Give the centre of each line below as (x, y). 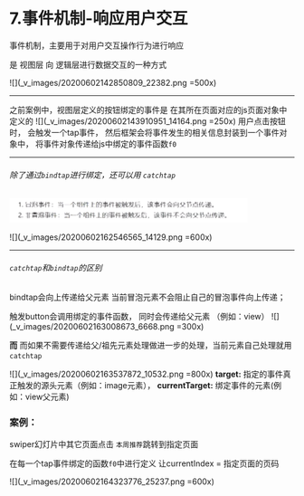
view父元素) (47, 397)
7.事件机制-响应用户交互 (99, 19)
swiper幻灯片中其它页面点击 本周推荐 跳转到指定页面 (104, 444)
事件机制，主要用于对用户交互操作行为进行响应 (96, 45)
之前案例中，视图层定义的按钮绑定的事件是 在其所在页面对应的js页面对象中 (148, 110)
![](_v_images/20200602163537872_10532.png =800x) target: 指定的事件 (146, 374)
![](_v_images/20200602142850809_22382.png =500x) (113, 82)
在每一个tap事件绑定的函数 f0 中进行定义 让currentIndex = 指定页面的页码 (144, 463)
